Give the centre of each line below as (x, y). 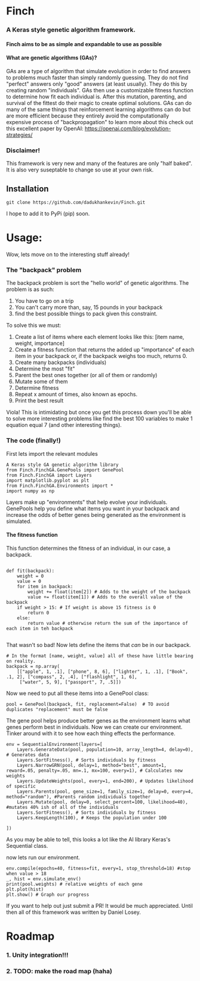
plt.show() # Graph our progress (48, 895)
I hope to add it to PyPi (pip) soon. (48, 213)
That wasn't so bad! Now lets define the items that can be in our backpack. (99, 645)
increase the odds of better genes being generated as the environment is (96, 514)
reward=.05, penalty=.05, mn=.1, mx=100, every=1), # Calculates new (95, 771)
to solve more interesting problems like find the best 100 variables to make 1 (99, 419)
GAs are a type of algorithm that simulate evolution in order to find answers (99, 71)
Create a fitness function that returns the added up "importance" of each (104, 350)
